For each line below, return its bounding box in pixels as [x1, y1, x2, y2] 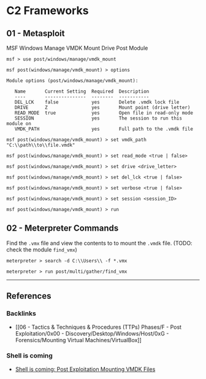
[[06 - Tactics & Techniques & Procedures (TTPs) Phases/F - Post [15, 323, 182, 331]
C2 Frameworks [6, 4, 89, 18]
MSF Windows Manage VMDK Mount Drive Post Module [6, 44, 148, 52]
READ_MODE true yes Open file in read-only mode [14, 110, 193, 116]
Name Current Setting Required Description [14, 88, 150, 94]
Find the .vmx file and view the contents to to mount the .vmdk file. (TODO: [6, 239, 193, 247]
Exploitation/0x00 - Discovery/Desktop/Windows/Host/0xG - [15, 329, 169, 337]
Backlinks [6, 309, 37, 318]
